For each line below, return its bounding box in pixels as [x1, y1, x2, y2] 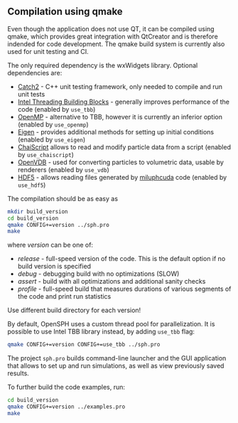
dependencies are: [7, 68, 63, 77]
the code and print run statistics [17, 292, 112, 301]
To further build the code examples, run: [7, 383, 126, 392]
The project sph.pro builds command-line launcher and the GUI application [7, 354, 227, 363]
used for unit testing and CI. [7, 47, 89, 55]
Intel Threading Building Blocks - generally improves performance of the [17, 97, 229, 106]
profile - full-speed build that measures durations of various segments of [17, 284, 232, 294]
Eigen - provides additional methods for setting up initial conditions [17, 127, 215, 136]
